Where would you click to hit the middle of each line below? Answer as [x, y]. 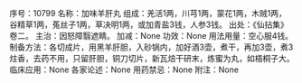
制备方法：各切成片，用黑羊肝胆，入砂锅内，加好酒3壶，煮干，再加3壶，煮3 [151, 47]
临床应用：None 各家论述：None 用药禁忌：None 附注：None [124, 69]
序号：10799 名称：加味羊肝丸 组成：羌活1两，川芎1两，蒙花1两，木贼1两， [148, 13]
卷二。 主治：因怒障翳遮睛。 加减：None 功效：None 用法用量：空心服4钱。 [151, 36]
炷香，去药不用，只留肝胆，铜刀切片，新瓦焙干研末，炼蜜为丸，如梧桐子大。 [152, 58]
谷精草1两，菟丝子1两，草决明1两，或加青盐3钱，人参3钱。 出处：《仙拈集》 [149, 24]
